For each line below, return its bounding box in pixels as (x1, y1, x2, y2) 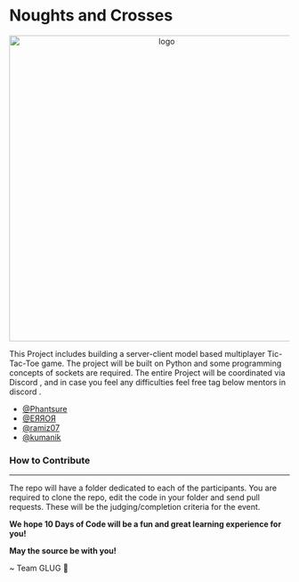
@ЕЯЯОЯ (21, 413, 56, 424)
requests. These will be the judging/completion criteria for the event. (9, 502, 261, 513)
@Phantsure (21, 403, 68, 414)
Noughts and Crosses (9, 5, 174, 26)
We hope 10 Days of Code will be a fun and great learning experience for (9, 519, 282, 529)
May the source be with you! (9, 546, 117, 556)
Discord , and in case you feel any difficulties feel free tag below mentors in (9, 376, 287, 387)
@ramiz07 (21, 422, 61, 432)
